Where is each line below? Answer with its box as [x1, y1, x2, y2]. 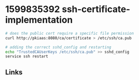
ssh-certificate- [62, 4, 130, 15]
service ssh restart [5, 54, 49, 59]
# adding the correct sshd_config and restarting [5, 44, 112, 50]
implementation [5, 14, 73, 26]
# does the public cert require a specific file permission [5, 31, 134, 36]
